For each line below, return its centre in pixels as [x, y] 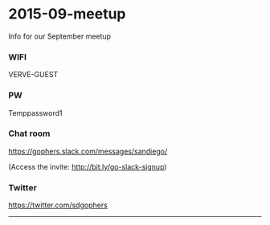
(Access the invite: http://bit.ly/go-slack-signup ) [88, 166]
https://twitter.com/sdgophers [58, 205]
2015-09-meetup [67, 14]
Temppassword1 [35, 112]
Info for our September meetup [59, 36]
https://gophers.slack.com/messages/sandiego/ [88, 151]
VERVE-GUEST [33, 75]
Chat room [29, 133]
